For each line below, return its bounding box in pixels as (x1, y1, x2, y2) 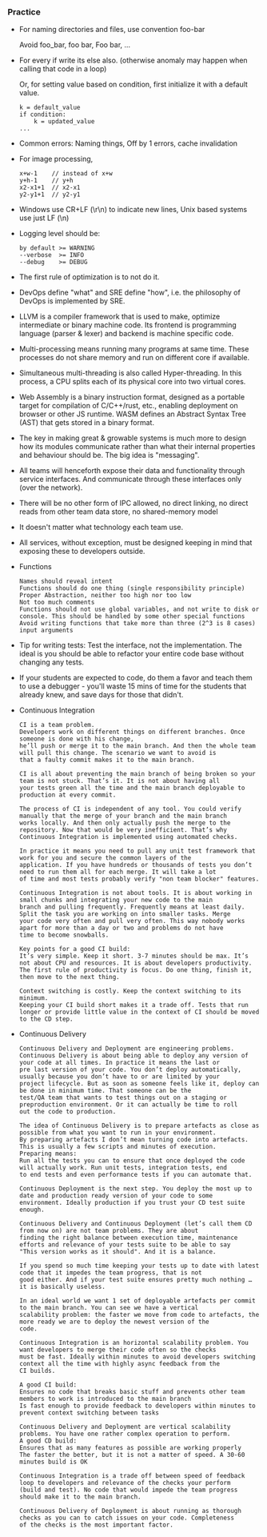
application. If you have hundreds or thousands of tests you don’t (18, 861, 253, 869)
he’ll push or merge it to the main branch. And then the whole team (18, 742, 257, 750)
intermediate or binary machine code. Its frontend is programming (18, 320, 237, 330)
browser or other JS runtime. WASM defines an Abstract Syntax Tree (18, 409, 247, 419)
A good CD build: (18, 1437, 78, 1445)
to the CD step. (18, 1015, 74, 1023)
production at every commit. (18, 791, 117, 799)
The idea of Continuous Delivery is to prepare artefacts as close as (18, 1122, 260, 1130)
